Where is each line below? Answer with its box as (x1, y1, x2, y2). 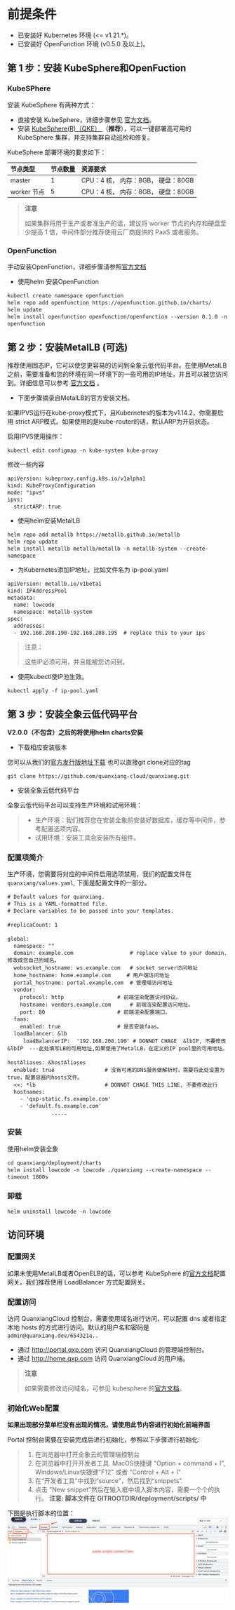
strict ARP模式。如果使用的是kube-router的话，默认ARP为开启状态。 (15, 417, 214, 426)
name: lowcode (13, 601, 55, 609)
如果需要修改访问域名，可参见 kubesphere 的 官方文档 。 (24, 1383, 186, 1393)
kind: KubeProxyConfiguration (7, 482, 96, 490)
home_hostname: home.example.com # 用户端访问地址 (13, 972, 170, 979)
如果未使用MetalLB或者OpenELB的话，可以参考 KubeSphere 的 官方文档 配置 (7, 1269, 227, 1277)
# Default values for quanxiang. (7, 894, 105, 901)
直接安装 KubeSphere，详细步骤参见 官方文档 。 (17, 115, 156, 123)
